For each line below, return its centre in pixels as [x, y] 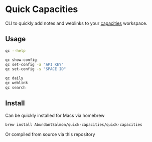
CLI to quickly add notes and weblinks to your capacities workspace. [76, 23]
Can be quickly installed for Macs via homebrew [55, 115]
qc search [16, 88]
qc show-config [21, 60]
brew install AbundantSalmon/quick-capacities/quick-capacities [74, 124]
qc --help [16, 51]
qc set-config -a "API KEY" [35, 64]
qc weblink [17, 83]
